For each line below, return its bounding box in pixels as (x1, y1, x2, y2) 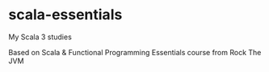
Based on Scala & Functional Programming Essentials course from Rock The (8, 47, 262, 57)
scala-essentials (8, 6, 123, 24)
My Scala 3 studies (8, 32, 73, 42)
